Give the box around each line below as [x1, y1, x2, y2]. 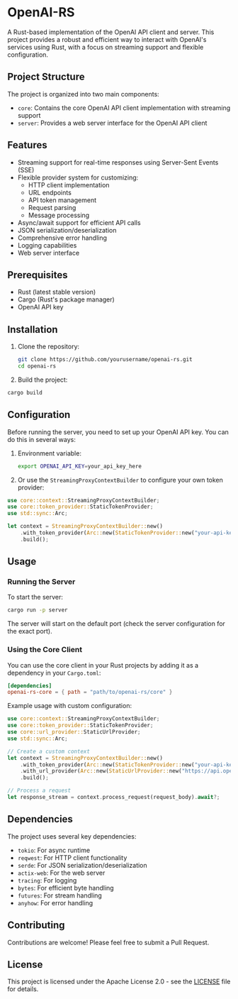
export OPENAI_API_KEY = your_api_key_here [17, 463, 142, 470]
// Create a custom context [7, 748, 91, 755]
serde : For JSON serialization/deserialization [17, 861, 147, 869]
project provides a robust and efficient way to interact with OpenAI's [7, 35, 207, 43]
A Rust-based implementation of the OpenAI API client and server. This [7, 28, 215, 36]
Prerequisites [7, 269, 68, 281]
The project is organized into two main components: [7, 89, 159, 98]
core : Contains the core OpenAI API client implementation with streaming [17, 104, 231, 112]
